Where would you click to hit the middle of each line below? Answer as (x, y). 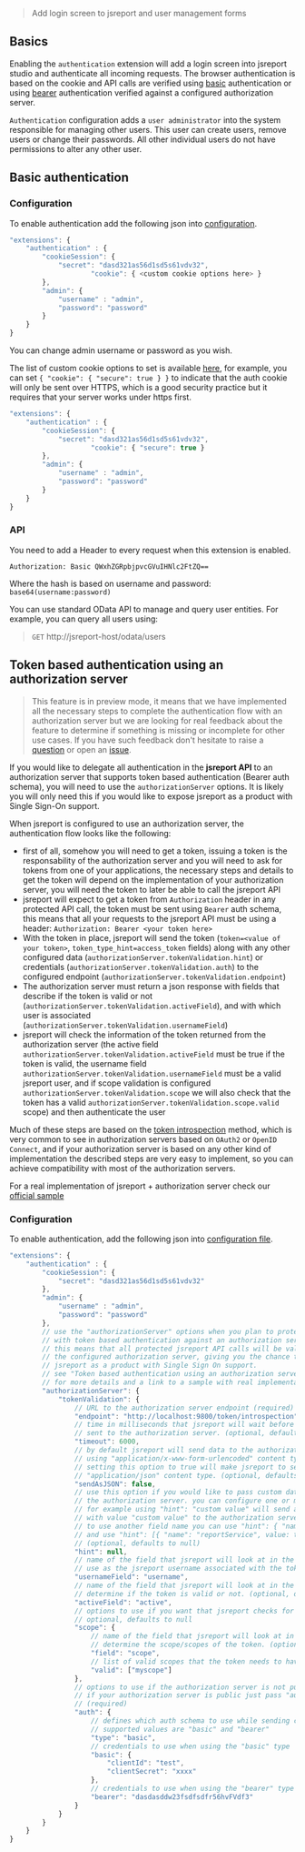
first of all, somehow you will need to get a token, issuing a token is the (155, 851)
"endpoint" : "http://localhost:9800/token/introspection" (186, 1416)
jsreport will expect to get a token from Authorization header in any (149, 899)
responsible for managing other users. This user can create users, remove (148, 129)
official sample (37, 1195)
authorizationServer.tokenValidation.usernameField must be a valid (152, 1073)
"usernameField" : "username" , (131, 1577)
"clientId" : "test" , (145, 1763)
